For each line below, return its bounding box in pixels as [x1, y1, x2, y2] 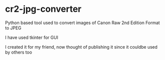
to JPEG [5, 25, 22, 30]
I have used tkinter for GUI [5, 34, 58, 40]
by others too [5, 49, 32, 55]
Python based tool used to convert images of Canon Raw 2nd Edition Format [5, 20, 160, 26]
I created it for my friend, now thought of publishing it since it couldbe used [5, 44, 158, 50]
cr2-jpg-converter [5, 3, 82, 15]
